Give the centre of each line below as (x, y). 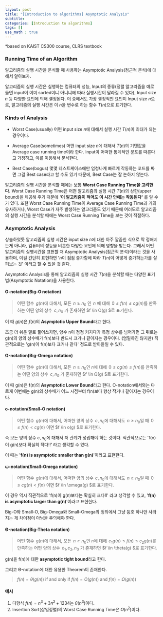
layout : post (18, 10)
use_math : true (21, 32)
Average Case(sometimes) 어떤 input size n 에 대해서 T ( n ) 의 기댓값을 (79, 146)
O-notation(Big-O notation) (33, 292)
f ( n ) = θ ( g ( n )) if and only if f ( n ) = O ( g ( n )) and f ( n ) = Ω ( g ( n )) (77, 579)
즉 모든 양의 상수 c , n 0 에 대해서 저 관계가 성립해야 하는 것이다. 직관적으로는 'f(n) (81, 438)
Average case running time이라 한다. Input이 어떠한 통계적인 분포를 (77, 151)
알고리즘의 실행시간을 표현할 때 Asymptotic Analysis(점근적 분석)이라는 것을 (78, 252)
